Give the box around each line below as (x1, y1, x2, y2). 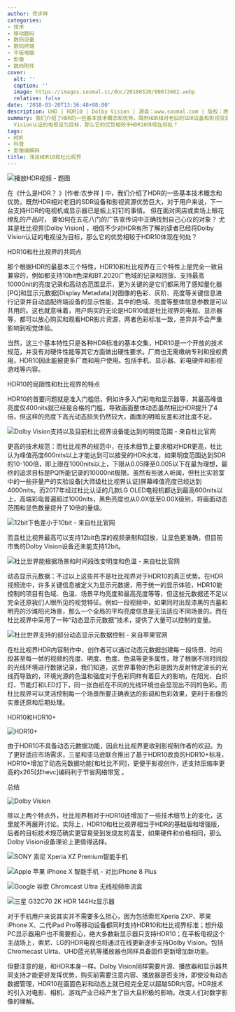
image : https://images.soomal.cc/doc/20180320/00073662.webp (13, 88, 196, 95)
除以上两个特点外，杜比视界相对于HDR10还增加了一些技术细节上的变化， (7, 811, 217, 819)
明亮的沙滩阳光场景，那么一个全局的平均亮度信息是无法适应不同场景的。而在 (7, 607, 228, 615)
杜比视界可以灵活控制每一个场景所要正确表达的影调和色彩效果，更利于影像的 (7, 689, 228, 698)
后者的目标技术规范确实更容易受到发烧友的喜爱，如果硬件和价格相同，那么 (7, 828, 222, 837)
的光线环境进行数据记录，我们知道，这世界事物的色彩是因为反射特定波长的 (7, 663, 222, 671)
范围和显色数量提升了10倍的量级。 (7, 503, 106, 512)
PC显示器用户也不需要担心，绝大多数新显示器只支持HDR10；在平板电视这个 (7, 929, 225, 938)
